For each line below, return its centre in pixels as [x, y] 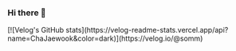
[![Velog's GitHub [36, 30]
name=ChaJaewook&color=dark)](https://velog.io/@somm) [105, 38]
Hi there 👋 [27, 13]
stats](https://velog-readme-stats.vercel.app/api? [147, 30]
